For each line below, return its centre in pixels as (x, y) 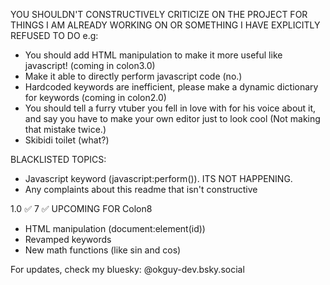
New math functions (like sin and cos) (103, 250)
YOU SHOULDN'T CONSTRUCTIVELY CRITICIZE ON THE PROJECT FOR (159, 14)
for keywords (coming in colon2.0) (95, 97)
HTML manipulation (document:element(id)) (115, 228)
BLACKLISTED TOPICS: (58, 159)
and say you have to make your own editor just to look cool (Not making (172, 118)
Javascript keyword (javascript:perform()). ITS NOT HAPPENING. (158, 178)
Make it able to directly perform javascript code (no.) (133, 76)
